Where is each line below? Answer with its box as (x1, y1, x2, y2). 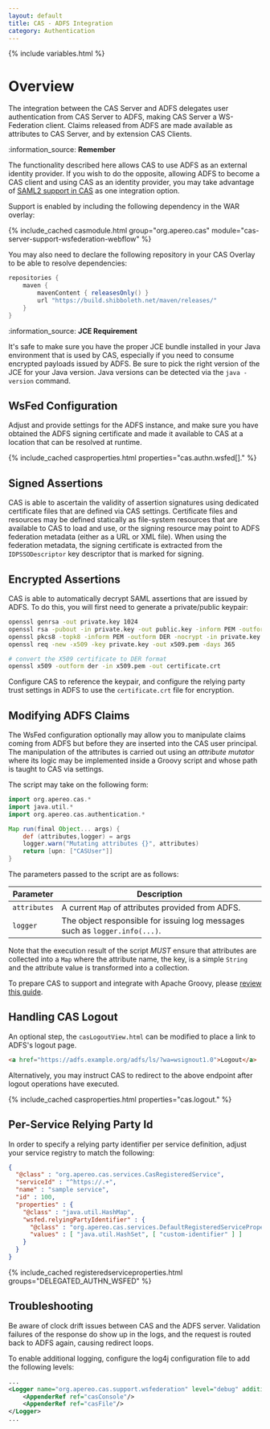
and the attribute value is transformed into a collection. (8, 963, 190, 973)
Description (136, 888, 183, 900)
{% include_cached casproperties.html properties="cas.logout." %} (8, 1094, 232, 1104)
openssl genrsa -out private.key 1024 (8, 618, 138, 626)
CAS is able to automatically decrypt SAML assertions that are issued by (8, 594, 247, 603)
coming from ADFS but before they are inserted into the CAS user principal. (8, 739, 259, 748)
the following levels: (8, 1361, 75, 1372)
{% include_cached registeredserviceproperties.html (8, 1267, 183, 1277)
